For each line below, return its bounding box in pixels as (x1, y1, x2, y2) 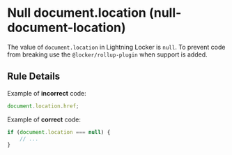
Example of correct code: (7, 115, 82, 124)
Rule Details (7, 71, 61, 82)
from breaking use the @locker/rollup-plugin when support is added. (7, 50, 208, 59)
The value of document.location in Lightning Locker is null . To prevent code (7, 43, 226, 51)
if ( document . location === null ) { (7, 128, 111, 135)
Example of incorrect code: (7, 89, 87, 97)
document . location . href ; (7, 103, 79, 110)
